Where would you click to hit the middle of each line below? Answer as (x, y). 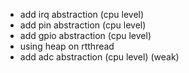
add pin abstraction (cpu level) (83, 25)
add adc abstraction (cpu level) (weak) (99, 57)
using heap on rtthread (67, 46)
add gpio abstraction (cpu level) (85, 35)
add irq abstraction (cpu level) (82, 14)
